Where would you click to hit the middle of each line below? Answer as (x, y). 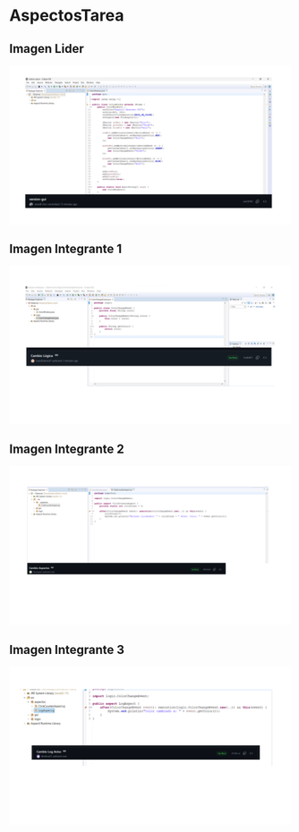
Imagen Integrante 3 (67, 649)
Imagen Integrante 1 (66, 248)
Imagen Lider (47, 49)
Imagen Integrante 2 (67, 450)
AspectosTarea (67, 16)
